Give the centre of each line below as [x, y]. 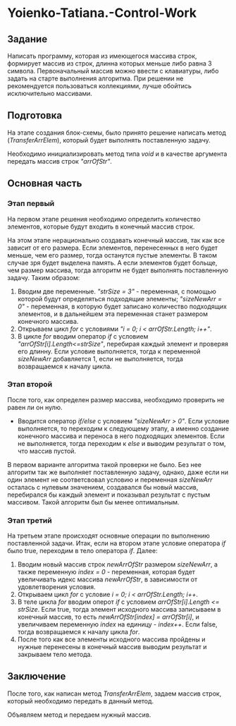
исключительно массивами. [50, 93]
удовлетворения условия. [56, 587]
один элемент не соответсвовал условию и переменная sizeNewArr [110, 479]
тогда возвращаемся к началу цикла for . [79, 632]
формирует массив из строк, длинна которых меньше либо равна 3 [110, 63]
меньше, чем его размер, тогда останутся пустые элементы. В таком [112, 255]
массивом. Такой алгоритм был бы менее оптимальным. [93, 502]
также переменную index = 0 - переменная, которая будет [106, 572]
